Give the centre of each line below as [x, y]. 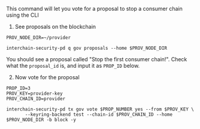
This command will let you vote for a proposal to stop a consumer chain [94, 9]
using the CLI [22, 15]
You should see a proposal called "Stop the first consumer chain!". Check [97, 59]
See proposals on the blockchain [55, 27]
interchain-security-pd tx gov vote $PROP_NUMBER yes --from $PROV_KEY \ [100, 109]
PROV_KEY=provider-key [34, 94]
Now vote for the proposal [47, 77]
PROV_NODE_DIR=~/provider [38, 38]
